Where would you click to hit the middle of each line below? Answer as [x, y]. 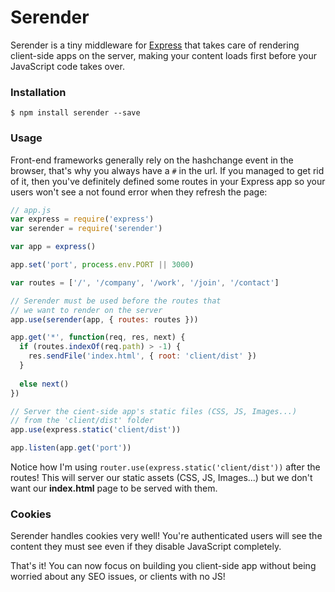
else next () [44, 384]
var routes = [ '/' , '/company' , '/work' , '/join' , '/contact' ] [145, 282]
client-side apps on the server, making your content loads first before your [164, 55]
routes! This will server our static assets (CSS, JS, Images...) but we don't [161, 478]
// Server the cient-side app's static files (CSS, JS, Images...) [154, 411]
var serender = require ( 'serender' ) [86, 229]
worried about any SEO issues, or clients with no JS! [118, 577]
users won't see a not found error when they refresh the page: [139, 192]
